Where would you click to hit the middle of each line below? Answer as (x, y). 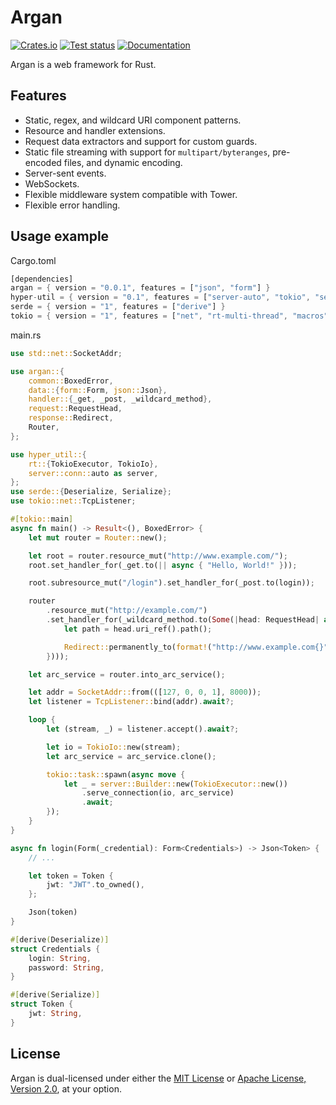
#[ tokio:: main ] (42, 519)
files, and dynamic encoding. (123, 162)
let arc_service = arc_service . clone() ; (131, 756)
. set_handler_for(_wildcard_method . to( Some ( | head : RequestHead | (183, 620)
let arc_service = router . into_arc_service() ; (127, 674)
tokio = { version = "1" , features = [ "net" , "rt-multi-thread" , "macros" (169, 316)
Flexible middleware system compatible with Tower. (131, 194)
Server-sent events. (65, 173)
